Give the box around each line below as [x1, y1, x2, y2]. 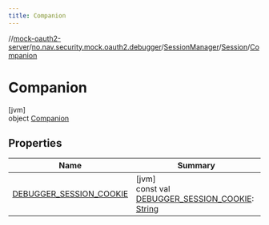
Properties [8, 136, 62, 150]
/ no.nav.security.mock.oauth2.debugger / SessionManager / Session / [29, 41, 251, 52]
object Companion [8, 113, 70, 123]
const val [135, 184, 171, 195]
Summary [177, 160, 216, 172]
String [135, 203, 159, 215]
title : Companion [8, 11, 66, 20]
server [8, 41, 30, 52]
